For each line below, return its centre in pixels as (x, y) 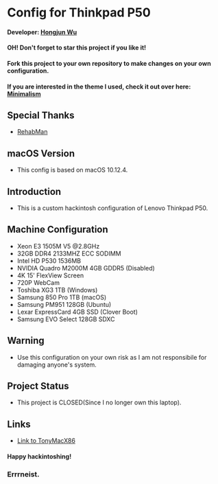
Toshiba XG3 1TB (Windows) (57, 290)
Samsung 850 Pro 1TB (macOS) (62, 297)
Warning (26, 341)
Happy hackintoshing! (39, 456)
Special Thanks (41, 115)
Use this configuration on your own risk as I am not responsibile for (112, 357)
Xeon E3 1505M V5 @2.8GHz (58, 246)
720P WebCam (38, 282)
